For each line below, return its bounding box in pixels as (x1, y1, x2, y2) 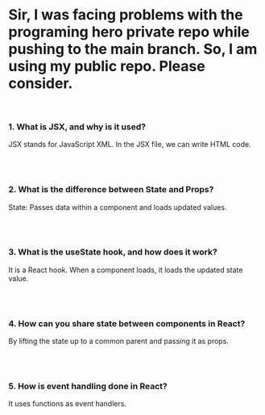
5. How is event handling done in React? (8, 381, 168, 392)
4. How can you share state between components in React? (8, 317, 246, 329)
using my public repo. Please (8, 57, 205, 76)
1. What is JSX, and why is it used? (8, 121, 147, 132)
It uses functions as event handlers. (8, 399, 127, 409)
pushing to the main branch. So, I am (8, 40, 258, 58)
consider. (8, 74, 73, 93)
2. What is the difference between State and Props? (8, 184, 214, 195)
